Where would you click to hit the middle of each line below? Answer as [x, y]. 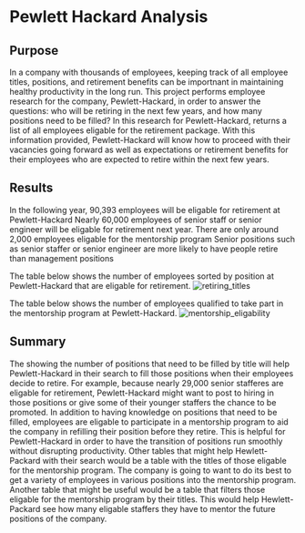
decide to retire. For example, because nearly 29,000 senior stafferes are [147, 383]
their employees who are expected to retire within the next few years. [140, 159]
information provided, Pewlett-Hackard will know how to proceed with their [150, 140]
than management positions [61, 258]
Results [31, 188]
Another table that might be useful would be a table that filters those [137, 489]
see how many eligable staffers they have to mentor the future [159, 508]
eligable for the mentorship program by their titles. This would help [134, 499]
